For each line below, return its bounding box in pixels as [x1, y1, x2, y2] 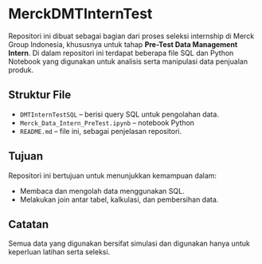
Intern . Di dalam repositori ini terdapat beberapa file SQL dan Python [8, 48, 234, 57]
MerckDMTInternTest [8, 5, 153, 23]
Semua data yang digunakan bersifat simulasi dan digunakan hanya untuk [8, 238, 251, 248]
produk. [8, 65, 34, 74]
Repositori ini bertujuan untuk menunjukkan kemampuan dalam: [8, 171, 217, 180]
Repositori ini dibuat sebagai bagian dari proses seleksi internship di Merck [8, 31, 255, 41]
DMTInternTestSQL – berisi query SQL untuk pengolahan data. [19, 109, 219, 119]
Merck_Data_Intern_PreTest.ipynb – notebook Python [19, 117, 195, 128]
